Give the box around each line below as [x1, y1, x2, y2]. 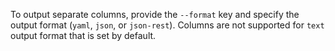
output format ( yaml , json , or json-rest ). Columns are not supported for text [10, 19, 325, 31]
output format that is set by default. [10, 30, 157, 41]
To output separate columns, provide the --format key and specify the [10, 9, 300, 20]
